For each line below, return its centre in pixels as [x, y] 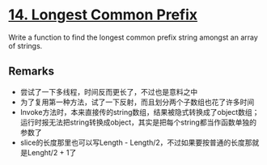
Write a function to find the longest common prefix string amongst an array [133, 37]
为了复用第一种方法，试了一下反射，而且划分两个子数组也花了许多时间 [137, 102]
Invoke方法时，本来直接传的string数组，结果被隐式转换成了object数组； [140, 112]
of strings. [25, 45]
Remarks [32, 72]
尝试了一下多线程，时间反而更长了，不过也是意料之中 [109, 91]
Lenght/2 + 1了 [52, 152]
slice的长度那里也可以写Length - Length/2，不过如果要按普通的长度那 [136, 142]
